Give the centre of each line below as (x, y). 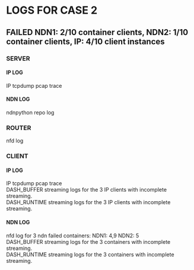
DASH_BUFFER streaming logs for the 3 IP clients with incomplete (87, 190)
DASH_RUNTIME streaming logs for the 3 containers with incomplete (90, 254)
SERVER (18, 58)
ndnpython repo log (30, 112)
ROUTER (19, 128)
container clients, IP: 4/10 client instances (85, 41)
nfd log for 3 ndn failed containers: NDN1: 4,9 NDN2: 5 (73, 236)
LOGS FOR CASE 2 (52, 10)
